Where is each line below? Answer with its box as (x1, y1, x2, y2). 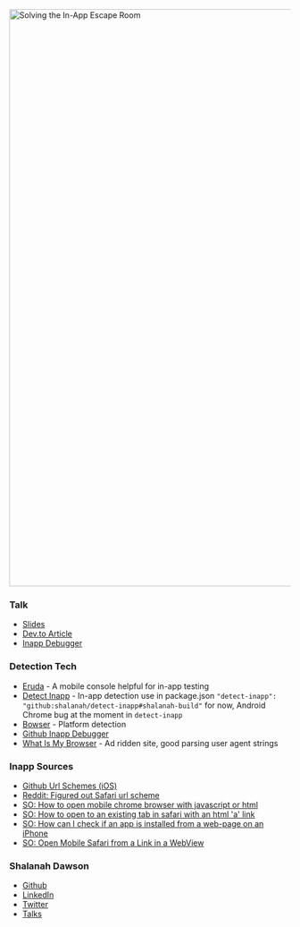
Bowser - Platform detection (21, 719, 127, 729)
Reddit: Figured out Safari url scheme (21, 789, 161, 800)
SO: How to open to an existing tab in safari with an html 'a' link (21, 809, 255, 820)
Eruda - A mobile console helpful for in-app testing (21, 680, 210, 692)
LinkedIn (21, 889, 54, 900)
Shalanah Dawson (9, 859, 89, 872)
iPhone (21, 828, 49, 838)
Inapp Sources (9, 760, 74, 772)
